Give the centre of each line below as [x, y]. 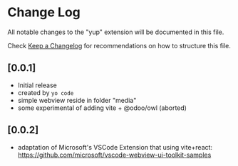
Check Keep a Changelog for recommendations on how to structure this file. [119, 45]
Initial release [37, 85]
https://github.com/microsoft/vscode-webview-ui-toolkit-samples [114, 155]
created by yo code [46, 92]
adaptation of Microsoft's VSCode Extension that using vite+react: [115, 147]
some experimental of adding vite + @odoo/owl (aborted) [102, 108]
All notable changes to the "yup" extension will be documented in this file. [116, 32]
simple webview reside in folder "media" [77, 100]
